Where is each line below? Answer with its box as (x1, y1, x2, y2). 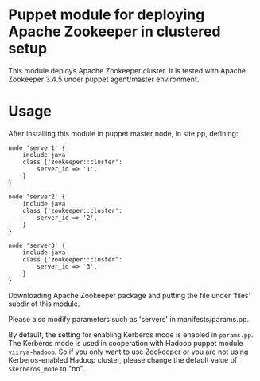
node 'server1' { (8, 143, 66, 152)
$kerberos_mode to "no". (8, 363, 85, 373)
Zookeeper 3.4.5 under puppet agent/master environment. (8, 74, 200, 84)
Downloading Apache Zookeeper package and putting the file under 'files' (8, 290, 251, 300)
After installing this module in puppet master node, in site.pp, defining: (8, 128, 239, 138)
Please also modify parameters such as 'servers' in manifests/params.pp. (8, 314, 249, 324)
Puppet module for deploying (8, 6, 205, 24)
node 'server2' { (8, 193, 66, 201)
